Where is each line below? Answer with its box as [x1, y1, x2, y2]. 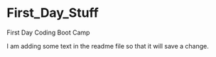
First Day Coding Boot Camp [6, 28, 90, 37]
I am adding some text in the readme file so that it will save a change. [6, 42, 209, 50]
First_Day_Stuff [6, 5, 99, 21]
